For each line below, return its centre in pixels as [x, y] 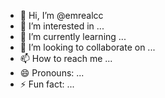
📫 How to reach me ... [66, 58]
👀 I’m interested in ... [62, 26]
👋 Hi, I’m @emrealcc [61, 15]
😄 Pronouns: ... [52, 73]
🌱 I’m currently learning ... [73, 36]
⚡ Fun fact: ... [47, 84]
